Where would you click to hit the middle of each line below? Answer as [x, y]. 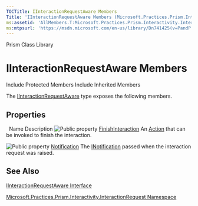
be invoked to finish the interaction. [49, 135]
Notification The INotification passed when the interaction [121, 147]
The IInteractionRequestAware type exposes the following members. [89, 96]
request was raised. [30, 153]
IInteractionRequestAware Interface [49, 185]
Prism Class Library [30, 45]
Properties [26, 114]
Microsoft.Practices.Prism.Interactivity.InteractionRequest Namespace [91, 197]
